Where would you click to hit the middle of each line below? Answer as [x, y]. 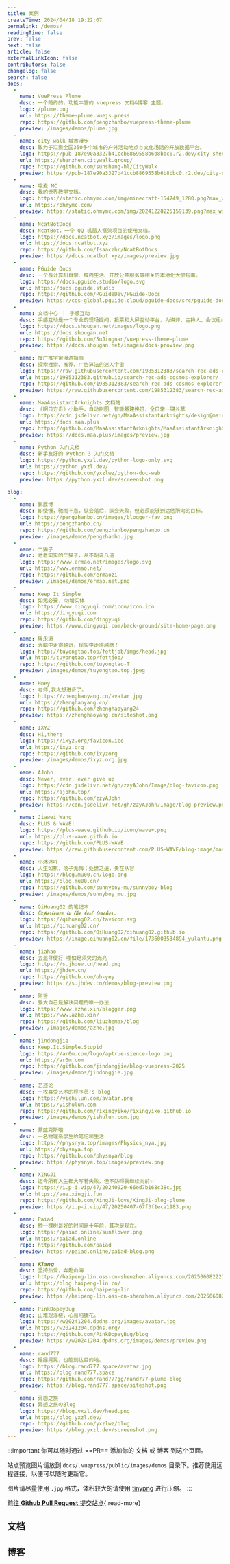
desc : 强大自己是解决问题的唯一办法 [64, 1002]
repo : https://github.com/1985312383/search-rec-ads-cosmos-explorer [121, 384]
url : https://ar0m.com [52, 1060]
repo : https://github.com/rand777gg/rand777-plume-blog [101, 1379]
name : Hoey [35, 683]
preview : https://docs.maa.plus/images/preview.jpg [94, 435]
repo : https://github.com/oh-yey [67, 977]
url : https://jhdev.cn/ [53, 971]
